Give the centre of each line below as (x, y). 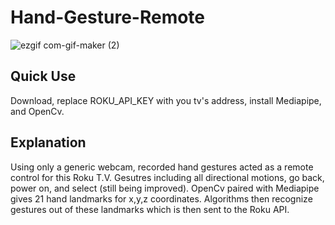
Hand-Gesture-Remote (108, 17)
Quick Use (43, 76)
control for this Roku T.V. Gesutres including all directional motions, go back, (167, 177)
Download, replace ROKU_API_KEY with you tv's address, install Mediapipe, (166, 100)
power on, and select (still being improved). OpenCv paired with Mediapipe (165, 188)
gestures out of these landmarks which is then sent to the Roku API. (150, 209)
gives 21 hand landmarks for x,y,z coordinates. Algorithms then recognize (161, 198)
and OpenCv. (37, 111)
